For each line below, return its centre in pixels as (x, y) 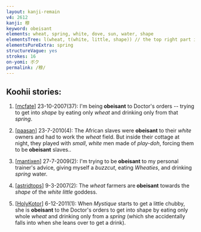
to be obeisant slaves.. (43, 150)
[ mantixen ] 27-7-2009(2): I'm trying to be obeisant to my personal (97, 161)
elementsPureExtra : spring (40, 46)
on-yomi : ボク (23, 62)
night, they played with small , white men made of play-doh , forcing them (104, 143)
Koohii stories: (34, 91)
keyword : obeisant (29, 28)
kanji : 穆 (18, 23)
